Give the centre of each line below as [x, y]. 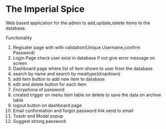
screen [20, 63]
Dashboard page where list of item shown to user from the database [83, 68]
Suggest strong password [39, 121]
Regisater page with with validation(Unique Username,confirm [77, 47]
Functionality [19, 38]
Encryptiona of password [39, 89]
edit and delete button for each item [49, 84]
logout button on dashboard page [47, 105]
